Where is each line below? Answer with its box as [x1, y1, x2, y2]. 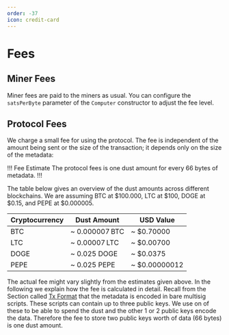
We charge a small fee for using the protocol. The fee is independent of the [7, 136, 219, 144]
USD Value [139, 215, 176, 225]
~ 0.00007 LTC [70, 238, 120, 247]
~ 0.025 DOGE [70, 249, 118, 258]
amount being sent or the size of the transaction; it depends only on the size [7, 144, 222, 152]
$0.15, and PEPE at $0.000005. [7, 199, 94, 207]
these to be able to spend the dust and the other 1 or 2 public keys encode [7, 307, 217, 315]
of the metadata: [7, 151, 54, 159]
